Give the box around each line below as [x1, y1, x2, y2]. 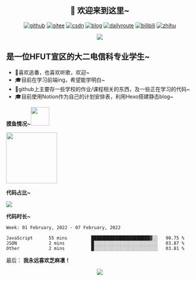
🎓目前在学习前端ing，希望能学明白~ [14, 76, 106, 83]
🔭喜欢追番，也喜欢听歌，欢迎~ [14, 68, 90, 76]
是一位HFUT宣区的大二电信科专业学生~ [6, 52, 150, 62]
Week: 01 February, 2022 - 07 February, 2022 [6, 224, 121, 230]
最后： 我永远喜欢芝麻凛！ [6, 257, 70, 264]
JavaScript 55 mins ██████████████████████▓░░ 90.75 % [6, 235, 185, 241]
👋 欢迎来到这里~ [70, 5, 129, 16]
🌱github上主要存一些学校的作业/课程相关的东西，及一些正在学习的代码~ [14, 85, 190, 92]
